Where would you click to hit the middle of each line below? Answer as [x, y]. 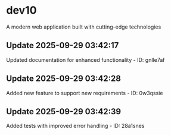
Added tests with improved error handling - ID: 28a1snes [75, 126]
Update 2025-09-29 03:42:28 [63, 79]
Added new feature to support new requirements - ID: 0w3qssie [85, 93]
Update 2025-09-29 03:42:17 [63, 45]
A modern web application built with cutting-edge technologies [84, 27]
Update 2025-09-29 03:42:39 [63, 112]
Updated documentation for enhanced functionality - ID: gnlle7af [85, 59]
